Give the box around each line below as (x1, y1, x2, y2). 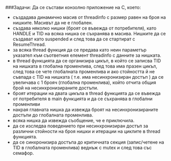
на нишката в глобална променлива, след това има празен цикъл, (12, 63, 157, 69)
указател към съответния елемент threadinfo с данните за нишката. (12, 52, 162, 58)
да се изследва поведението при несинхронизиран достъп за (12, 123, 148, 129)
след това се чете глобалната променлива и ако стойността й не (12, 68, 155, 75)
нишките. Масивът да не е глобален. (12, 20, 93, 26)
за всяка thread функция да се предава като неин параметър (12, 47, 146, 53)
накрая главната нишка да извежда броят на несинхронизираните (12, 107, 158, 112)
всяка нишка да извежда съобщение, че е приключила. (12, 118, 135, 123)
